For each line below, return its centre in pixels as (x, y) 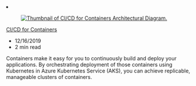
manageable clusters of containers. (49, 77)
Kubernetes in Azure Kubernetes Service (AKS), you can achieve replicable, (98, 71)
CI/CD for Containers (32, 30)
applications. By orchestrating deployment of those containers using (89, 65)
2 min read (28, 47)
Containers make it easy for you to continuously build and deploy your (92, 58)
